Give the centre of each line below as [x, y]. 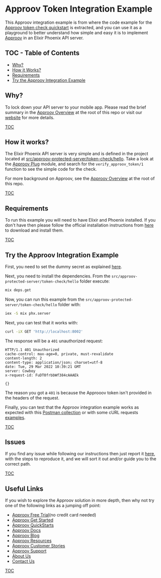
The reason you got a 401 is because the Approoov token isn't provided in [78, 393]
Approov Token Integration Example [79, 9]
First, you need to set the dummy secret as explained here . [64, 267]
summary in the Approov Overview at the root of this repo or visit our [74, 112]
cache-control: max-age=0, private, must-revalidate [59, 354]
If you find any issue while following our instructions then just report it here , [80, 454]
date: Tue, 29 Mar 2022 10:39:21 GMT [43, 367]
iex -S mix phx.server [28, 313]
